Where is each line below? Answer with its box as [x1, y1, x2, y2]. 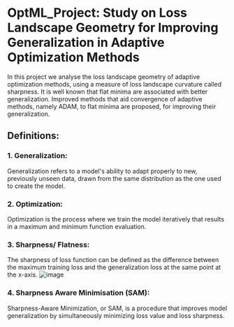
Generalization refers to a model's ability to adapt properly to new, [7, 166, 198, 175]
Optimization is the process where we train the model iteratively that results [7, 215, 225, 223]
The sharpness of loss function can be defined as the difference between [7, 256, 219, 264]
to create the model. [7, 182, 66, 190]
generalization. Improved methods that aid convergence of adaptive [7, 94, 203, 103]
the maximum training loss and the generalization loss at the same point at [7, 263, 221, 272]
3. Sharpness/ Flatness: [7, 240, 90, 249]
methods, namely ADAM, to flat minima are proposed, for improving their [7, 102, 217, 110]
